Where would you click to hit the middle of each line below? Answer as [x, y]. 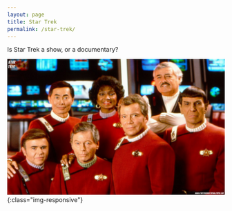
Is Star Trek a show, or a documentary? [63, 50]
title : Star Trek [32, 22]
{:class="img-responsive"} [45, 200]
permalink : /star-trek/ [41, 29]
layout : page [26, 14]
